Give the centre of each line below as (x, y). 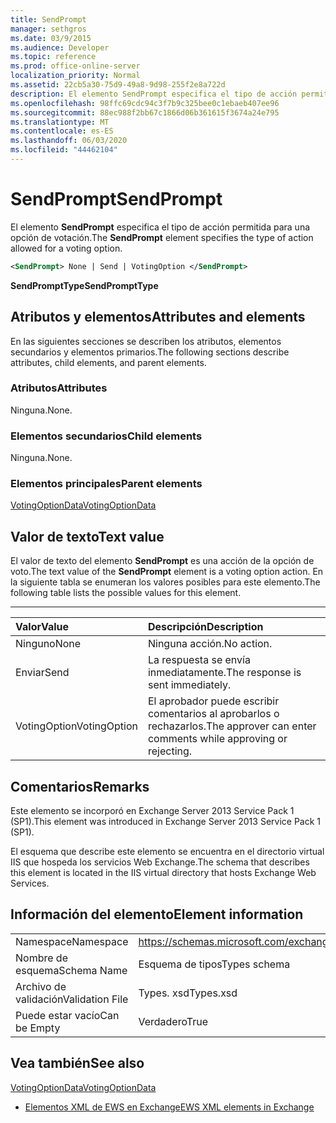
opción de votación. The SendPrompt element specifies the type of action (162, 237)
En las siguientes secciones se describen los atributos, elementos (146, 341)
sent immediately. (189, 685)
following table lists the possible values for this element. (126, 593)
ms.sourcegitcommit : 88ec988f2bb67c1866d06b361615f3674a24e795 (145, 112)
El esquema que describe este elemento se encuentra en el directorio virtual (167, 852)
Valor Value (42, 627)
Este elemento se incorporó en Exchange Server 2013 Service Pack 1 (152, 811)
